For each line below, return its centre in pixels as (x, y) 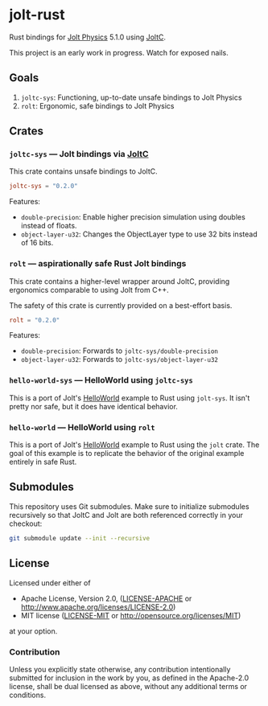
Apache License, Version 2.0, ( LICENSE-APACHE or (106, 598)
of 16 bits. (37, 243)
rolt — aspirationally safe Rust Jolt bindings (98, 264)
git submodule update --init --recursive (80, 538)
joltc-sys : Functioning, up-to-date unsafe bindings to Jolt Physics (131, 97)
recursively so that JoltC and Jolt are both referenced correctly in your (126, 515)
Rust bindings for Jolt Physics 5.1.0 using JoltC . (88, 37)
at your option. (33, 631)
